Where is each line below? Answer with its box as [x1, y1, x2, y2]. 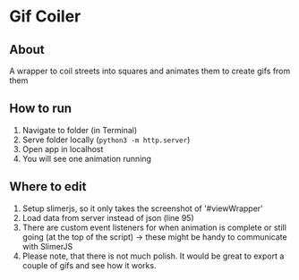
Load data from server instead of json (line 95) [21, 212, 194, 223]
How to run [9, 101, 73, 116]
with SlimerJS [21, 241, 73, 251]
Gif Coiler [9, 6, 81, 27]
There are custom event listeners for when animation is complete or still [21, 222, 286, 233]
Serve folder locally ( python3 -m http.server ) [21, 134, 191, 145]
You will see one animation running [21, 153, 152, 164]
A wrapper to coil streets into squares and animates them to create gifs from [9, 65, 291, 76]
